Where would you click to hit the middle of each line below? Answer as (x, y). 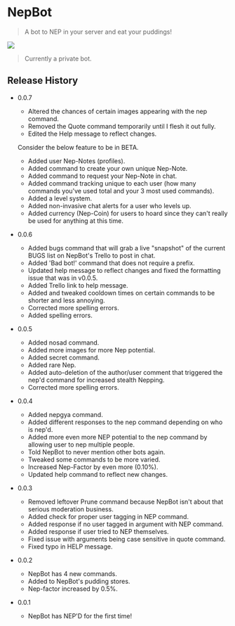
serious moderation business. (70, 509)
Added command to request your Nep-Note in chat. (102, 176)
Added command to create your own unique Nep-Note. (108, 168)
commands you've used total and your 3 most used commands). (121, 191)
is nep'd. (40, 429)
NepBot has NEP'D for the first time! (80, 615)
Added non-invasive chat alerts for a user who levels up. (109, 205)
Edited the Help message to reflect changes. (92, 134)
